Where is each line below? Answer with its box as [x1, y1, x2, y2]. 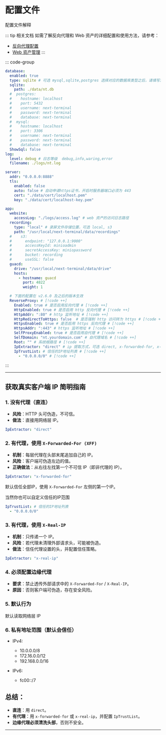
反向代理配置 [12, 43, 39, 49]
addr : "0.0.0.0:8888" [9, 174, 54, 179]
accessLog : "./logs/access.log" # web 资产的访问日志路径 [14, 216, 129, 221]
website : [9, 211, 28, 216]
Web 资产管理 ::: [12, 49, 45, 55]
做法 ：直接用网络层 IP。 [12, 417, 61, 423]
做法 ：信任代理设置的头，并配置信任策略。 [12, 546, 99, 552]
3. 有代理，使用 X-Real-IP [5, 521, 66, 528]
